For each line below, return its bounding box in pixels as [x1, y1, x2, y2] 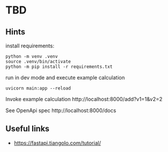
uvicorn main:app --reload [5, 85, 71, 91]
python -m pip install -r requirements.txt [5, 64, 113, 70]
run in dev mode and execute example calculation [5, 74, 125, 81]
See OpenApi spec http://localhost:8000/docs [5, 107, 117, 114]
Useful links [5, 124, 50, 134]
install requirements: [5, 42, 55, 49]
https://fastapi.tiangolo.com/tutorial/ [13, 139, 101, 146]
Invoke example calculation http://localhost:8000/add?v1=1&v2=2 [5, 96, 163, 102]
